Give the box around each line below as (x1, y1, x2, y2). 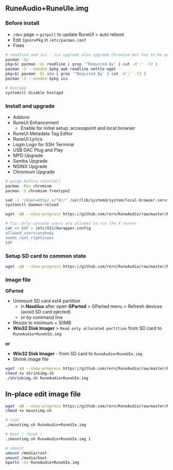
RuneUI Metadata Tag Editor (12, 130, 73, 136)
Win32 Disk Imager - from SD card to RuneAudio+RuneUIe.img (12, 351, 143, 357)
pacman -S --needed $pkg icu (5, 76, 68, 81)
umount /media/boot (5, 455, 47, 460)
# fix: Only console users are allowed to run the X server (5, 221, 137, 226)
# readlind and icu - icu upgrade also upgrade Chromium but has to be (5, 52, 162, 57)
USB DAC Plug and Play (12, 147, 63, 153)
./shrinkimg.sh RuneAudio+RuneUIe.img (5, 375, 89, 380)
